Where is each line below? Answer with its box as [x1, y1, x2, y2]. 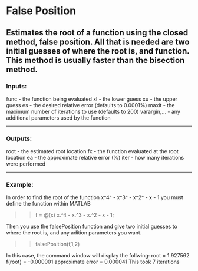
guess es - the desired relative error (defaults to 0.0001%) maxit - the [6, 101, 175, 108]
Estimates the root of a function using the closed [6, 28, 189, 38]
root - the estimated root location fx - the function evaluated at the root [6, 148, 179, 155]
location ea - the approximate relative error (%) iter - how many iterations [6, 154, 184, 161]
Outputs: [6, 134, 32, 143]
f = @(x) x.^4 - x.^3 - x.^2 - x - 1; [35, 211, 114, 219]
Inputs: [6, 82, 27, 90]
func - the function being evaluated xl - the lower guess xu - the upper [6, 95, 178, 103]
